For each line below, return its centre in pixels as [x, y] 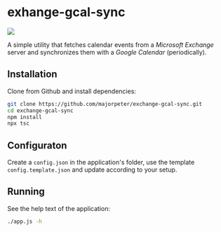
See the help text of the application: [59, 208]
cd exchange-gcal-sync [40, 110]
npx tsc [19, 123]
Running [26, 192]
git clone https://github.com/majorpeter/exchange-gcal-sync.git [105, 104]
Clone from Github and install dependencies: [72, 91]
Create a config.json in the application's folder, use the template [101, 163]
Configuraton [37, 145]
